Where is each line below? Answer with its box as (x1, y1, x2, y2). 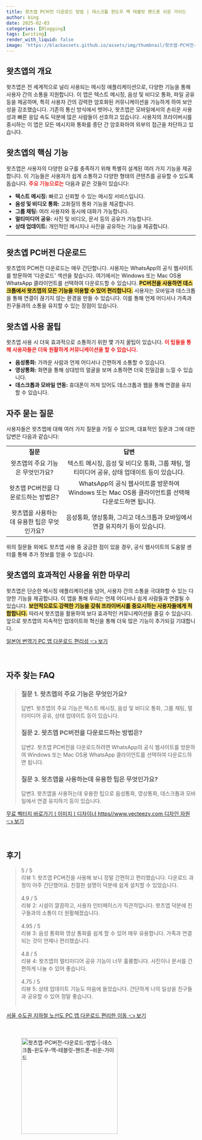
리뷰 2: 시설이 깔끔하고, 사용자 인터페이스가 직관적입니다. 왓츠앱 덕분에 (20, 901, 186, 909)
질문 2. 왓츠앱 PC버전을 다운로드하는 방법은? (20, 729, 143, 737)
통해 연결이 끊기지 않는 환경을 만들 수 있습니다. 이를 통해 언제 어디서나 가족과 (12, 295, 192, 302)
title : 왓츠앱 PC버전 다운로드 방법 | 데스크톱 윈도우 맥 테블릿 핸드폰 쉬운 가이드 (6, 8, 186, 15)
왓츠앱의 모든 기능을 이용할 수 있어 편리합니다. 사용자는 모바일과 (26, 287, 175, 295)
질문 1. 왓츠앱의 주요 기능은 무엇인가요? (20, 690, 127, 698)
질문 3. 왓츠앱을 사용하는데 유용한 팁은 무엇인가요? (20, 775, 158, 783)
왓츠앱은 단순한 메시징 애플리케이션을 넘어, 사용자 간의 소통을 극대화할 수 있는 (6, 587, 188, 594)
